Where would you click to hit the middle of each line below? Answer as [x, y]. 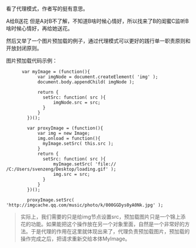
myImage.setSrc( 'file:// [85, 164]
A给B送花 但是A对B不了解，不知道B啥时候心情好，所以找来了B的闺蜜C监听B [97, 21]
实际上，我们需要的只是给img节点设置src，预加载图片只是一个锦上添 [103, 217]
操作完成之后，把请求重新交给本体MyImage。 [75, 239]
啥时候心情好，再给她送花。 [39, 28]
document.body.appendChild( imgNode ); [86, 82]
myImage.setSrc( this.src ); [78, 144]
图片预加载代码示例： [32, 61]
